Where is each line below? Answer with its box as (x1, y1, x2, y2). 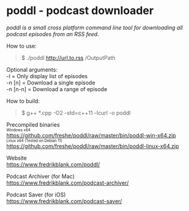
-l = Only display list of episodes (6, 72, 88, 80)
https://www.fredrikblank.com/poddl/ (6, 160, 100, 168)
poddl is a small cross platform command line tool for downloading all (6, 24, 183, 31)
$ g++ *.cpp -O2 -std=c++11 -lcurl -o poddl (21, 109, 131, 116)
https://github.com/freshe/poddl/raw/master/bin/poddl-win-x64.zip (6, 131, 176, 139)
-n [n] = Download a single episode (6, 79, 96, 86)
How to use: (6, 42, 37, 50)
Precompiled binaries (6, 120, 60, 128)
